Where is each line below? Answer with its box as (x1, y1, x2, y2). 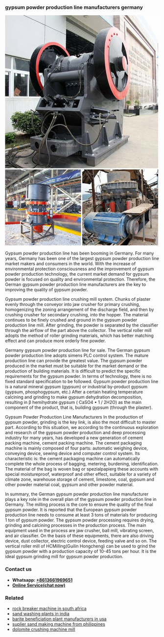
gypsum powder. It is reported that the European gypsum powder (5, 507, 137, 513)
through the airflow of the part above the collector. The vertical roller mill (5, 328, 152, 333)
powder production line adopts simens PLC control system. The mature (5, 353, 149, 358)
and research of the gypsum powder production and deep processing (5, 430, 146, 436)
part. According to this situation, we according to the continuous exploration (5, 425, 159, 430)
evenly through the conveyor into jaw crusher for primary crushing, (5, 302, 141, 307)
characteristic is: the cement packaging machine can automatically (5, 456, 141, 462)
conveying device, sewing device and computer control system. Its (5, 450, 140, 456)
